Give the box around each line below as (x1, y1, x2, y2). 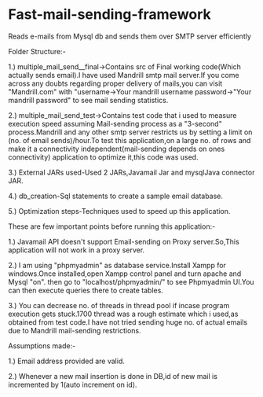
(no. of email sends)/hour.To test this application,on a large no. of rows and (8, 135, 251, 145)
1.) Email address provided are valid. (8, 356, 126, 366)
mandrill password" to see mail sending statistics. (8, 95, 169, 105)
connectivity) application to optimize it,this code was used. (8, 152, 199, 162)
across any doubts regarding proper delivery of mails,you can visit (8, 79, 223, 88)
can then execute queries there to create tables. (8, 285, 163, 295)
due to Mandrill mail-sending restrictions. (8, 325, 141, 335)
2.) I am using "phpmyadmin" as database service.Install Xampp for (8, 260, 226, 270)
